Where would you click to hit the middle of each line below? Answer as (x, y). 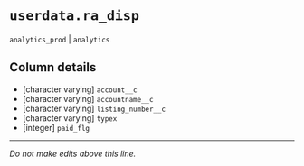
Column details (53, 67)
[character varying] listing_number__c (94, 108)
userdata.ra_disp (75, 16)
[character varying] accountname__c (88, 98)
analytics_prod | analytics (60, 39)
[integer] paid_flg (56, 127)
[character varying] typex (70, 118)
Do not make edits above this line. (73, 153)
